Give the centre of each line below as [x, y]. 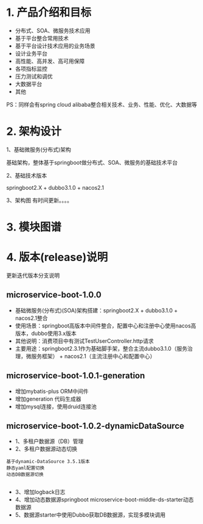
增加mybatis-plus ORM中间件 [52, 391]
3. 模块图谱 [34, 227]
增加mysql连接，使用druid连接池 [56, 406]
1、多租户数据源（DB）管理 [49, 441]
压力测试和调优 [34, 76]
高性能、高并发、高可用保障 [50, 61]
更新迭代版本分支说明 [33, 275]
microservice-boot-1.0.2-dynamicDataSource [95, 426]
